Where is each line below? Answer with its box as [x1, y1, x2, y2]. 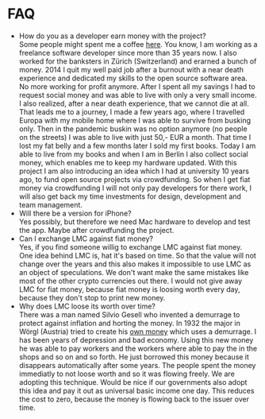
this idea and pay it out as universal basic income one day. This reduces [18, 386, 255, 395]
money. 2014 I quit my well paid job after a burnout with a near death [18, 64, 244, 74]
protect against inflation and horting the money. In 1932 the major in [18, 318, 241, 328]
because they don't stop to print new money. [18, 293, 166, 302]
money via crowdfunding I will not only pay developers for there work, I [18, 183, 252, 192]
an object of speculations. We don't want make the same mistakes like [18, 267, 249, 277]
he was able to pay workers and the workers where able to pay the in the [18, 343, 258, 353]
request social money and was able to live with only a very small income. [18, 90, 257, 99]
